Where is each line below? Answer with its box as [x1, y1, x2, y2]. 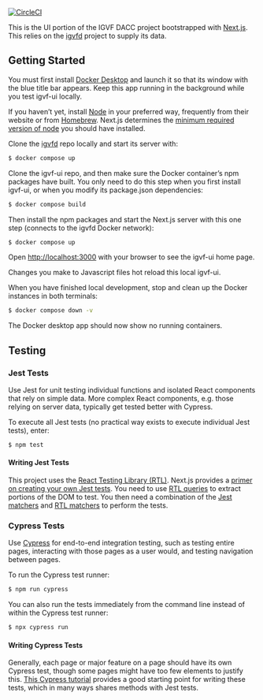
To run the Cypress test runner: [8, 570, 110, 579]
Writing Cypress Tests [8, 640, 83, 650]
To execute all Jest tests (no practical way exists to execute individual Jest [8, 418, 250, 426]
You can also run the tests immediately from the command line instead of [8, 600, 246, 609]
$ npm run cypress [8, 586, 69, 594]
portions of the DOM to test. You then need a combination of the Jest [8, 493, 232, 502]
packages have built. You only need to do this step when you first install [8, 177, 242, 186]
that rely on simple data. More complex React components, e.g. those [8, 394, 234, 403]
